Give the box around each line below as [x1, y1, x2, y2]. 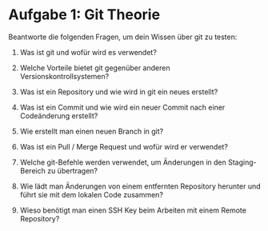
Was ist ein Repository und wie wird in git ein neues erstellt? [19, 86, 218, 97]
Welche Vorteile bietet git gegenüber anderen [19, 62, 170, 73]
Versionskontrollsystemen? [19, 71, 110, 81]
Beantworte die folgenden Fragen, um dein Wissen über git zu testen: [8, 32, 238, 42]
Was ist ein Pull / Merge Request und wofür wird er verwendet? [19, 141, 228, 151]
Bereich [19, 165, 46, 175]
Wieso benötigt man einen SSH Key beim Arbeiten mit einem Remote [19, 205, 246, 215]
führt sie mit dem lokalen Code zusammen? [19, 189, 164, 199]
